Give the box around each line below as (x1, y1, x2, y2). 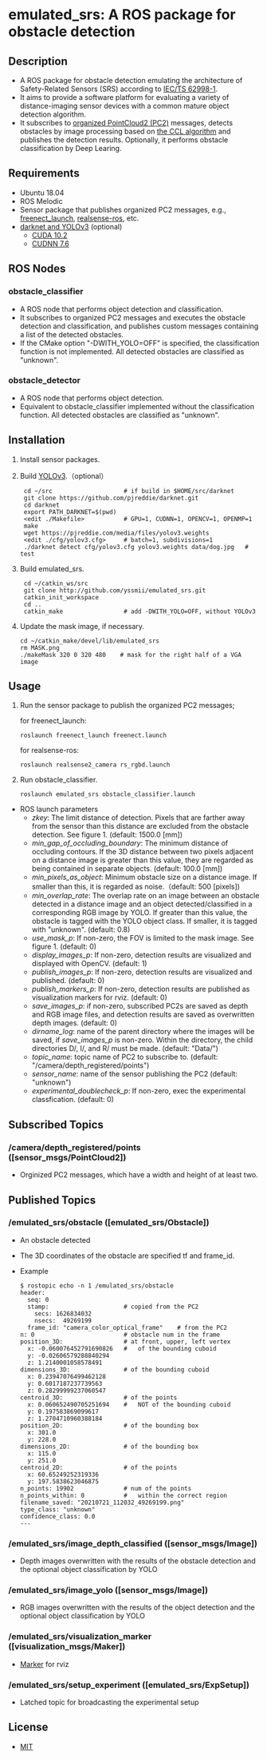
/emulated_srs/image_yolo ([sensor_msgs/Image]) (8, 1585, 209, 1596)
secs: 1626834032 (34, 1309, 92, 1318)
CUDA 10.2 (31, 230, 68, 240)
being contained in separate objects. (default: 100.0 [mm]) (31, 864, 223, 874)
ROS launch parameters (19, 805, 98, 814)
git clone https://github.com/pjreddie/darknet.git (23, 494, 199, 502)
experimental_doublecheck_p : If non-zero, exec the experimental (31, 1086, 245, 1096)
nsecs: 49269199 (34, 1316, 92, 1324)
